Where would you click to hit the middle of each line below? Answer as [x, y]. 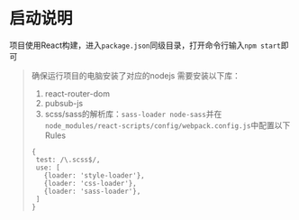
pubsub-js [64, 103]
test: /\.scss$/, [68, 160]
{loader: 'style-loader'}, [95, 175]
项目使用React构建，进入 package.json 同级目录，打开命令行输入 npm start [145, 45]
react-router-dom [77, 93]
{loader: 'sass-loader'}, [92, 191]
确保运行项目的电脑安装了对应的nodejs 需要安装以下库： [136, 75]
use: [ [48, 168]
